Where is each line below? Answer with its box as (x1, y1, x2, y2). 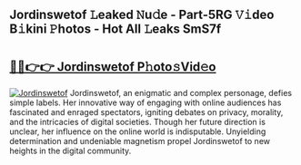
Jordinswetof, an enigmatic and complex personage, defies (69, 88, 293, 98)
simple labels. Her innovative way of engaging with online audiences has (9, 97, 282, 108)
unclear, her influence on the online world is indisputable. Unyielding (9, 126, 266, 137)
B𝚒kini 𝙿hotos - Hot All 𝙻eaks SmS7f (9, 22, 222, 37)
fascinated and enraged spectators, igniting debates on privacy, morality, (9, 107, 284, 117)
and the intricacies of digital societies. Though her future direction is (9, 117, 266, 127)
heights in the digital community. (9, 145, 132, 156)
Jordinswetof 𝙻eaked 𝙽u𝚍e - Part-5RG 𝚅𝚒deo (9, 7, 275, 23)
